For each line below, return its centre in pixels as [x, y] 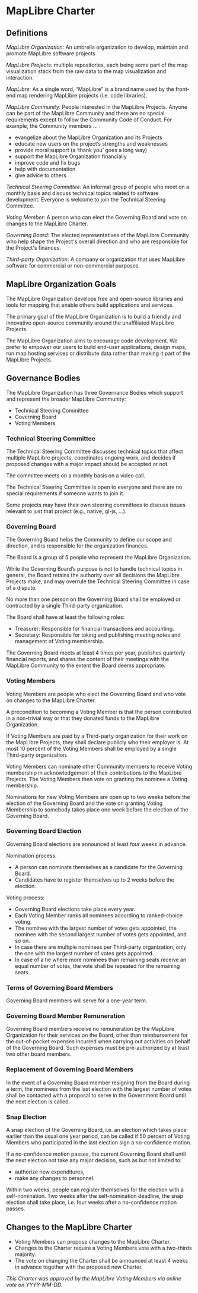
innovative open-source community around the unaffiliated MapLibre [90, 323]
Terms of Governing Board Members [60, 987]
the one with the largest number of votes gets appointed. [84, 953]
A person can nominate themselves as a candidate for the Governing [98, 867]
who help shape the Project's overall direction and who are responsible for [97, 241]
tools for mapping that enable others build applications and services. [90, 305]
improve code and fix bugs [47, 163]
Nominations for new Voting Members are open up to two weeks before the [98, 797]
